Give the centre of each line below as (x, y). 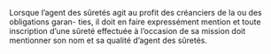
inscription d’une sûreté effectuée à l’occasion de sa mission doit (128, 31)
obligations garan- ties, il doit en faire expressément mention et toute (135, 22)
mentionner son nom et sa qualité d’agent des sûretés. (108, 40)
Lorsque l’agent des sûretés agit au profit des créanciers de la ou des (136, 13)
